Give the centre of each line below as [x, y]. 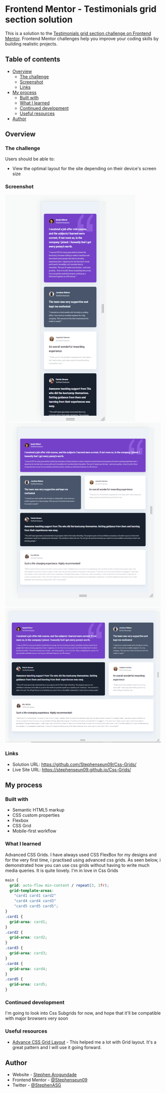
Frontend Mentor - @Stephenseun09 [50, 1080]
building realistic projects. [31, 44]
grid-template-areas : [32, 891]
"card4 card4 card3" [35, 901]
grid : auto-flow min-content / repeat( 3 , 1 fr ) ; [60, 885]
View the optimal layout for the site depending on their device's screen [84, 169]
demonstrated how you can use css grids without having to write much [77, 865]
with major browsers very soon [37, 1018]
